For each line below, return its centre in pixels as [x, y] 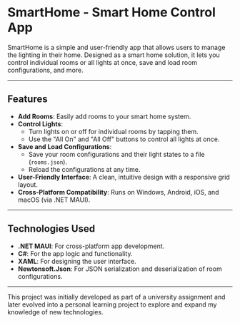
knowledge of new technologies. [55, 312]
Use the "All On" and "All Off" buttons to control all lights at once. [124, 139]
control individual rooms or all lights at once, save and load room [102, 62]
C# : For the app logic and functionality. [75, 253]
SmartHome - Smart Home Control [112, 12]
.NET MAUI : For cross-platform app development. [91, 246]
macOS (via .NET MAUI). [54, 200]
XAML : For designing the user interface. [77, 261]
